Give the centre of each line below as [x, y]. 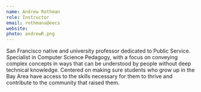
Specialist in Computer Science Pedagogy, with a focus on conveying [92, 57]
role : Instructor [28, 17]
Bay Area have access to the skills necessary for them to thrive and [89, 76]
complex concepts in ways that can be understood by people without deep [99, 64]
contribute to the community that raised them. [63, 83]
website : [17, 28]
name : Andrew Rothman [33, 12]
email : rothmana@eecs [33, 23]
